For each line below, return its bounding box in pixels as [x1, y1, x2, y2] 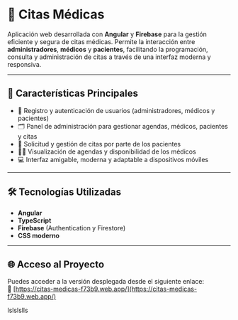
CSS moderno [17, 231, 60, 240]
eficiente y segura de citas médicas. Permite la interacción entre [7, 37, 195, 46]
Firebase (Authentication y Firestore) [17, 223, 126, 232]
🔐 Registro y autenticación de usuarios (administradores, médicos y [17, 106, 215, 114]
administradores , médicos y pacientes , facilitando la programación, [7, 45, 208, 53]
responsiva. [7, 60, 42, 68]
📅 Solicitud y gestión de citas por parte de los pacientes [17, 139, 181, 148]
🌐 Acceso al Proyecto [7, 258, 105, 270]
